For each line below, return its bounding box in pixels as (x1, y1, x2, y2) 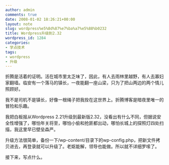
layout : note (5, 21, 33, 27)
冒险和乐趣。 (5, 103, 32, 109)
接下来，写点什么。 (5, 154, 45, 160)
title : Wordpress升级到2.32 (5, 31, 62, 36)
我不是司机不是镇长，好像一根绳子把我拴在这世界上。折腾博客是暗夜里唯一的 (5, 97, 164, 103)
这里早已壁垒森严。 (18, 127, 58, 133)
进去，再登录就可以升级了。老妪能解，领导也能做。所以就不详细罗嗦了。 (9, 143, 159, 149)
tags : (5, 49, 17, 54)
